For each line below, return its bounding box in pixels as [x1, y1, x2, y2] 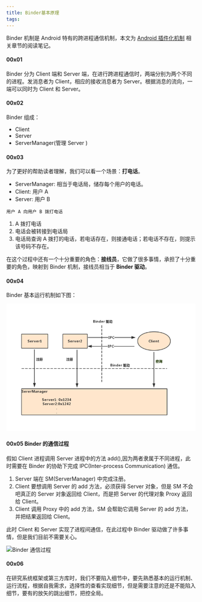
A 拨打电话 [14, 220, 42, 228]
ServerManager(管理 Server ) [14, 139, 88, 146]
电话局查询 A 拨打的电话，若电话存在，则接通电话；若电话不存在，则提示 [14, 235, 196, 243]
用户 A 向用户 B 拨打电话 [6, 209, 63, 215]
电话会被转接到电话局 [14, 228, 68, 235]
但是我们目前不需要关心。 [16, 533, 80, 540]
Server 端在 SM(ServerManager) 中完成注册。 [14, 475, 129, 482]
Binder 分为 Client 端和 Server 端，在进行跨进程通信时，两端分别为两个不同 [6, 70, 192, 77]
